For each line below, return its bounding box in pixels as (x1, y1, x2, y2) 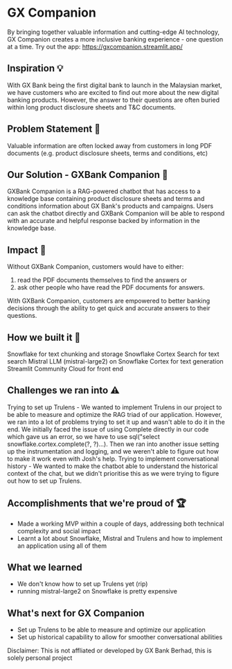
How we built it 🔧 (7, 331, 81, 344)
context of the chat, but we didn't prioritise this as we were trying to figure (7, 469, 220, 477)
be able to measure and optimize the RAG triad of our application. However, (7, 410, 223, 418)
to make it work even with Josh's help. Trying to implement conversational (7, 454, 220, 463)
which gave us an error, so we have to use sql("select (7, 432, 161, 440)
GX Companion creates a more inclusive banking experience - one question (7, 35, 224, 43)
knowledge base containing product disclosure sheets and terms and (7, 195, 205, 203)
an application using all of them (17, 542, 107, 550)
